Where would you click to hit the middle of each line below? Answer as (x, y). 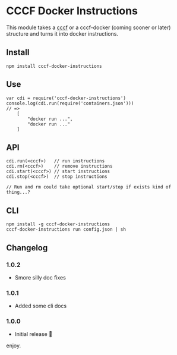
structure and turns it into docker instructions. (62, 33)
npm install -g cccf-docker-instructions (58, 224)
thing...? (18, 192)
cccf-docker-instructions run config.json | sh (66, 230)
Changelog (27, 248)
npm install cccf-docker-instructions (54, 66)
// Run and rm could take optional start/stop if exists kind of (88, 187)
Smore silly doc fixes (40, 277)
